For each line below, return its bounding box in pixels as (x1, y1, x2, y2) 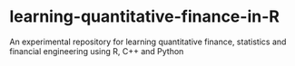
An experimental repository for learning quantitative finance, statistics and (9, 36, 287, 47)
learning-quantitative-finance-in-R (9, 6, 280, 27)
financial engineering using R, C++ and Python (9, 45, 184, 56)
